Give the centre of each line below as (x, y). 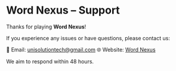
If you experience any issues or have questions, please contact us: (88, 38)
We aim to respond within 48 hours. (50, 61)
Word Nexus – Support (63, 10)
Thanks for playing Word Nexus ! (46, 27)
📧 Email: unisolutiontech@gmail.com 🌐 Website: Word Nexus (81, 49)
